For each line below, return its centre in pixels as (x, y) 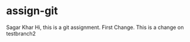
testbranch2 (21, 33)
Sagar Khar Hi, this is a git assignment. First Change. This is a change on (95, 27)
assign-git (32, 11)
